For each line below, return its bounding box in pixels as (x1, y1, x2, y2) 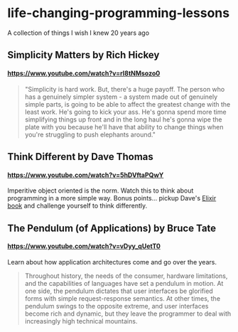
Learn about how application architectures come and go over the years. (7, 257, 217, 266)
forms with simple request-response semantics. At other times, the (24, 294, 221, 303)
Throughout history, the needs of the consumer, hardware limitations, (24, 272, 228, 280)
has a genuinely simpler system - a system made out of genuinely (24, 92, 218, 101)
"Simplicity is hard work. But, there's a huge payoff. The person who (24, 85, 225, 93)
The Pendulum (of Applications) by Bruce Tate (7, 222, 217, 234)
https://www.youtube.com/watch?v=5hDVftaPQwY (7, 171, 164, 179)
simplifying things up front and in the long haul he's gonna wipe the (24, 115, 222, 124)
